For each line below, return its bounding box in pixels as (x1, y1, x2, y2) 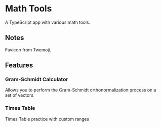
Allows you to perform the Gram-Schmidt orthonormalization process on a (5, 87, 157, 93)
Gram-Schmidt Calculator (5, 76, 68, 83)
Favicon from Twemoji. (5, 46, 52, 52)
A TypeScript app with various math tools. (5, 19, 90, 25)
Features (5, 61, 33, 70)
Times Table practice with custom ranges (5, 116, 89, 122)
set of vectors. (5, 92, 35, 98)
